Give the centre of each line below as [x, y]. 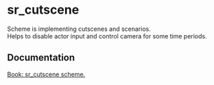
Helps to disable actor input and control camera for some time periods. [107, 36]
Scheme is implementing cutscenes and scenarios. [79, 29]
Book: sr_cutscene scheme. [46, 74]
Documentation [41, 58]
